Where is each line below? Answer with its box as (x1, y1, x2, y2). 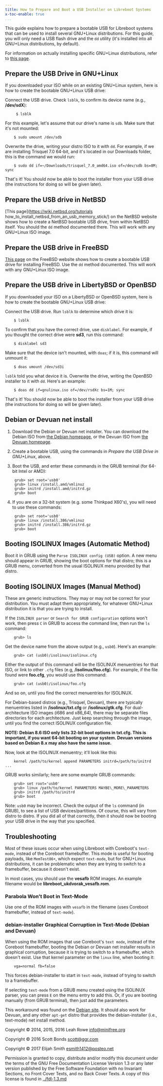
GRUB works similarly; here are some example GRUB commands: (5, 772, 136, 778)
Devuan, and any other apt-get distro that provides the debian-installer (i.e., (5, 1012, 157, 1018)
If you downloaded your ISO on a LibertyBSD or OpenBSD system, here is (5, 294, 152, 299)
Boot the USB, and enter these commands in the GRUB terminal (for (12, 463, 148, 469)
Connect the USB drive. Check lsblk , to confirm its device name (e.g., (5, 97, 146, 103)
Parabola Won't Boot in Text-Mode (5, 893, 89, 899)
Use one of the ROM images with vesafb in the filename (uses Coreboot (5, 904, 148, 910)
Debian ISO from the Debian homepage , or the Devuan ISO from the (12, 433, 148, 440)
